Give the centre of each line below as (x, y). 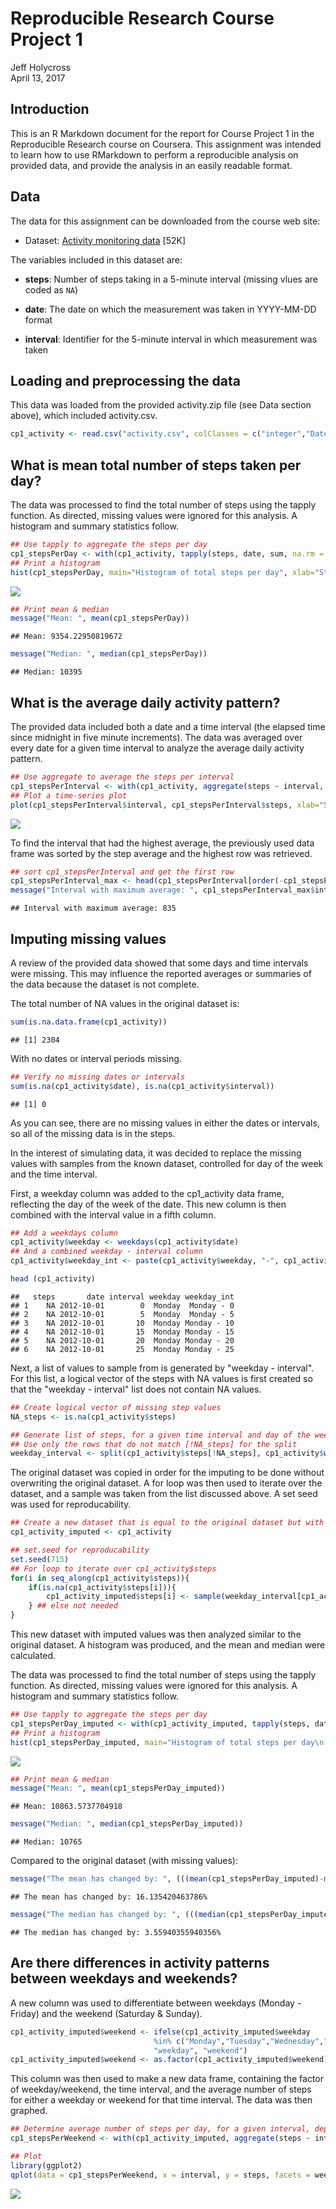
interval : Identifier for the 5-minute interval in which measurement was (171, 339)
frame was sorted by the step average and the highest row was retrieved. (161, 853)
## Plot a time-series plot (69, 795)
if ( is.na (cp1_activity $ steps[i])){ (102, 1587)
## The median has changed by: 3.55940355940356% (116, 1932)
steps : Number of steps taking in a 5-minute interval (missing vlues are (171, 279)
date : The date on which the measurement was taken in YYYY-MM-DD (170, 309)
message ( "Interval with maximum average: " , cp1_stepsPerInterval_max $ (162, 890)
